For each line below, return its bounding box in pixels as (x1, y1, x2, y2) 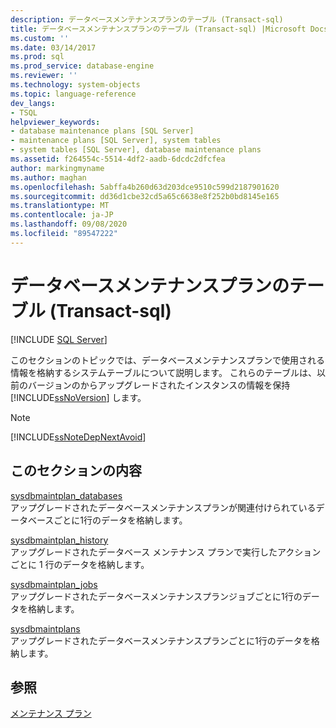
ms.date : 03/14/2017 (10, 42, 97, 53)
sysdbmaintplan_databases (10, 489, 123, 501)
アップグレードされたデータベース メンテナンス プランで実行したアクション (10, 546, 322, 558)
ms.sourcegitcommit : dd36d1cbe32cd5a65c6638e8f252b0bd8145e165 (10, 191, 280, 201)
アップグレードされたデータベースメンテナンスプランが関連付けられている (10, 501, 317, 513)
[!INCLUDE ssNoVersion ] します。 (10, 391, 147, 403)
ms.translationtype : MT (10, 201, 110, 211)
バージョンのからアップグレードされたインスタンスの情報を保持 (27, 379, 291, 391)
